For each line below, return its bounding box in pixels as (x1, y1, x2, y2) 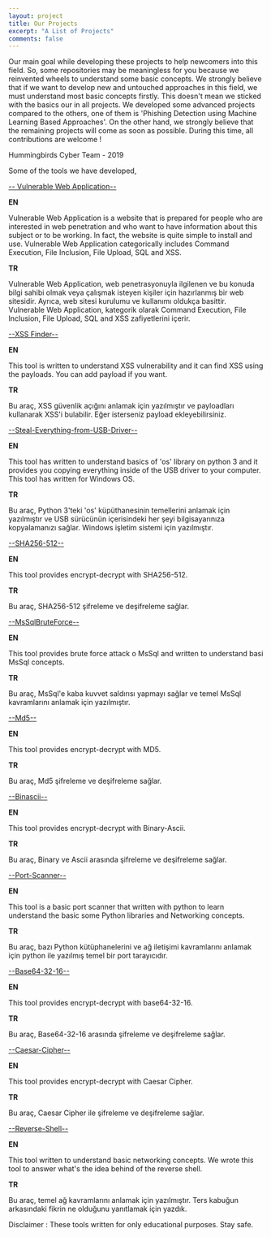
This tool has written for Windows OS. (8, 474, 135, 484)
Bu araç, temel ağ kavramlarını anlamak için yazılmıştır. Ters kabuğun (8, 1196, 239, 1205)
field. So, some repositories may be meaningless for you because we (8, 66, 239, 76)
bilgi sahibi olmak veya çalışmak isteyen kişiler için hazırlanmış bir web (8, 288, 244, 297)
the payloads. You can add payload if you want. (8, 370, 168, 379)
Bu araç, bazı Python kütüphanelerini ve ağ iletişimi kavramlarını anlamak (8, 942, 252, 952)
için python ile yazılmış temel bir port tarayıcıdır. (8, 951, 168, 961)
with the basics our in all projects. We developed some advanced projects (8, 100, 256, 110)
